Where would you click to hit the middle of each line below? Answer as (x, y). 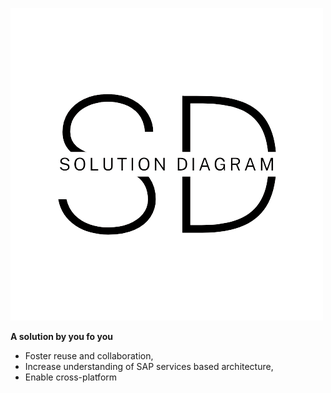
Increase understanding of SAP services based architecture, (149, 366)
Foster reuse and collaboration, (89, 356)
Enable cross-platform (71, 377)
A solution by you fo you (62, 336)
